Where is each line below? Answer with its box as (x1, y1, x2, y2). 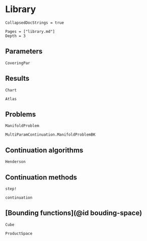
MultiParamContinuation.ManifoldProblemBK (5, 132, 96, 137)
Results (5, 74, 30, 83)
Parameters (5, 47, 43, 56)
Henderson (5, 159, 26, 164)
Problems (5, 110, 36, 118)
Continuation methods (5, 173, 77, 182)
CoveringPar (5, 61, 30, 66)
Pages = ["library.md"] (5, 29, 55, 34)
